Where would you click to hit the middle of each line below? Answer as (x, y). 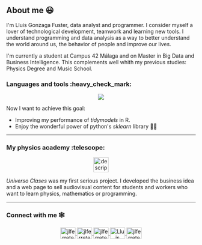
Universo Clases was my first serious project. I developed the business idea (100, 181)
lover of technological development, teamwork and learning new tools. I (95, 31)
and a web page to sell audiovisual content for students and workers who (97, 187)
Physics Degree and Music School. (49, 68)
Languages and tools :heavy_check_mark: (69, 84)
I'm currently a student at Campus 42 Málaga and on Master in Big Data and (100, 56)
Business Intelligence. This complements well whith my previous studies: (96, 62)
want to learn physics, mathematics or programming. (72, 194)
